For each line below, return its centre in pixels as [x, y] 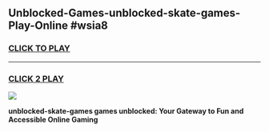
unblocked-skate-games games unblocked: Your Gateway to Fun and [126, 110]
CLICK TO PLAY [39, 49]
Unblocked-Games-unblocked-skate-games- [124, 13]
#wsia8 [89, 26]
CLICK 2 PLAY [36, 78]
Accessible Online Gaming [53, 119]
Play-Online [38, 26]
